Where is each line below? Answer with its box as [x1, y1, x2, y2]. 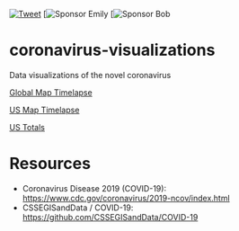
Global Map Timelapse [9, 86, 93, 98]
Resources [9, 154, 92, 174]
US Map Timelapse [9, 104, 80, 115]
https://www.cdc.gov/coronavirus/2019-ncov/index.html [22, 192, 231, 203]
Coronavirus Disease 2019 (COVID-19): [22, 182, 167, 193]
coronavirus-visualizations [9, 40, 216, 60]
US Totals [9, 121, 45, 132]
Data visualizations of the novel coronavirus [9, 69, 172, 80]
